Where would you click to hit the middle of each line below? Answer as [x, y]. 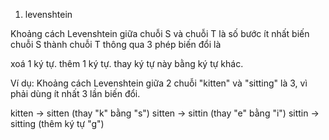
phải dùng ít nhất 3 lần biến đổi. [75, 93]
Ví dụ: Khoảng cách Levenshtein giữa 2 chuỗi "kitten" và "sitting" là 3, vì [159, 83]
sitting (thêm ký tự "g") [57, 123]
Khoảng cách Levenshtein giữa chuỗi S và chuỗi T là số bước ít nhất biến [160, 33]
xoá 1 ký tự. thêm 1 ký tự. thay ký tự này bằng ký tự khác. [127, 63]
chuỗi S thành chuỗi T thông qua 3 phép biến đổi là [116, 44]
